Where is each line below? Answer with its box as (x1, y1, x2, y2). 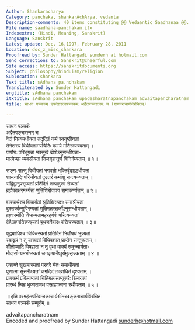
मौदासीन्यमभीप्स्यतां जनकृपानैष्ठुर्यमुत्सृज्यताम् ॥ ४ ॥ (6, 249, 99, 256)
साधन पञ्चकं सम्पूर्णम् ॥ (6, 299, 50, 306)
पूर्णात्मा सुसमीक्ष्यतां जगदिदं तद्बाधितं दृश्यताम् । (6, 267, 92, 275)
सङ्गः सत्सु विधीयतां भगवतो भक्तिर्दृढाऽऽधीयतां (6, 167, 89, 174)
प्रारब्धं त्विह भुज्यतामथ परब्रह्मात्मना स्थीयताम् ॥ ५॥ (6, 281, 98, 288)
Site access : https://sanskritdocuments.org (6, 63, 116, 69)
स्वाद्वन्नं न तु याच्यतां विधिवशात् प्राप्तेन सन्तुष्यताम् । (6, 236, 97, 243)
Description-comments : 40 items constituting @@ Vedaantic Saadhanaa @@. (6, 19, 190, 25)
